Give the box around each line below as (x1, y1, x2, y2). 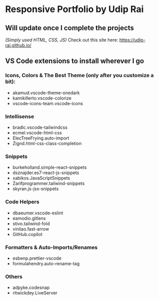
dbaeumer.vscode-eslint (12, 210, 64, 216)
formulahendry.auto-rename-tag (12, 260, 80, 266)
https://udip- (119, 37, 145, 43)
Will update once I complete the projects (5, 24, 134, 32)
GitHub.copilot (12, 231, 43, 237)
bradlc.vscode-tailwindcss (12, 124, 68, 130)
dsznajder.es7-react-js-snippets (12, 170, 79, 176)
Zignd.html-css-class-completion (12, 140, 82, 146)
